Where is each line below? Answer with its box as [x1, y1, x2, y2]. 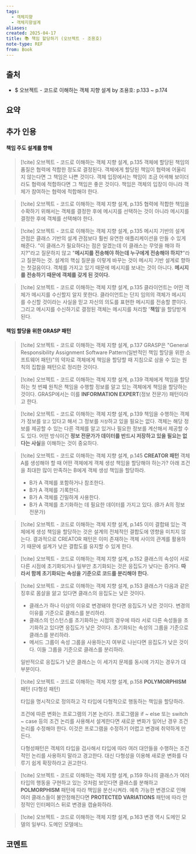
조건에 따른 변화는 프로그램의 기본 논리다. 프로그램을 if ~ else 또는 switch [20, 710, 188, 717]
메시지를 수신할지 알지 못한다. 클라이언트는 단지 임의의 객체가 [31, 291, 171, 298]
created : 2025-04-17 [6, 30, 57, 36]
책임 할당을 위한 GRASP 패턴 [6, 327, 71, 334]
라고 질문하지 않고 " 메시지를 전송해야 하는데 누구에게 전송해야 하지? [30, 249, 183, 256]
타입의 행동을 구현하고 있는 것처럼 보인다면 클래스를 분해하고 [20, 779, 159, 786]
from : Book [6, 47, 33, 53]
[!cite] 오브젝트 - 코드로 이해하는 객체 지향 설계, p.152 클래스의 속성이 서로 [20, 555, 190, 562]
